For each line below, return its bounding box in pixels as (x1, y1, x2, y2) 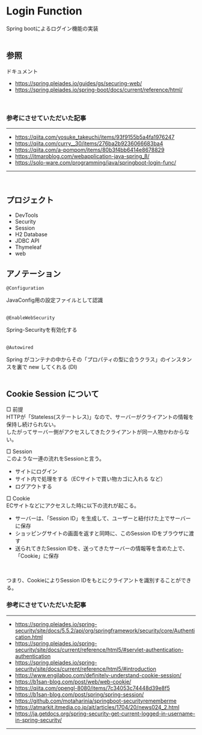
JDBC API (14, 237, 40, 244)
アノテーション (6, 269, 61, 279)
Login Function (6, 4, 82, 18)
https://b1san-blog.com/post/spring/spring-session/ (14, 691, 144, 698)
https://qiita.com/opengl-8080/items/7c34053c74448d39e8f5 (14, 684, 170, 692)
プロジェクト (6, 195, 54, 206)
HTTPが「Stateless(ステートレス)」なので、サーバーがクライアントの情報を (6, 413, 194, 421)
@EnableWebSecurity (6, 314, 55, 321)
